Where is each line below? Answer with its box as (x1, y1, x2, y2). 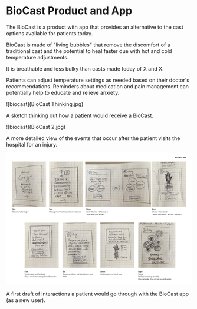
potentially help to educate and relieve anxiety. (6, 89, 120, 96)
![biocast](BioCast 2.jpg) (6, 123, 66, 130)
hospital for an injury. (6, 141, 58, 148)
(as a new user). (6, 297, 45, 304)
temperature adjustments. (6, 54, 69, 61)
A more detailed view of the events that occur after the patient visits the (6, 134, 180, 142)
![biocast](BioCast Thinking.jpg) (6, 100, 84, 107)
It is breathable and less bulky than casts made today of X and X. (6, 65, 164, 72)
